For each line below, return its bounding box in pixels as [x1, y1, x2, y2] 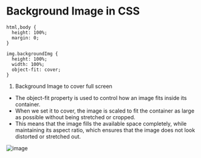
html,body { [6, 24, 36, 30]
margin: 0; [12, 35, 39, 41]
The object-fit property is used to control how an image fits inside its [15, 94, 187, 101]
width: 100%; [12, 61, 45, 67]
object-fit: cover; [12, 67, 61, 73]
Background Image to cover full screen [15, 82, 112, 90]
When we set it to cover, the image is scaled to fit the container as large [15, 107, 195, 114]
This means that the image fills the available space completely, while [15, 120, 187, 127]
